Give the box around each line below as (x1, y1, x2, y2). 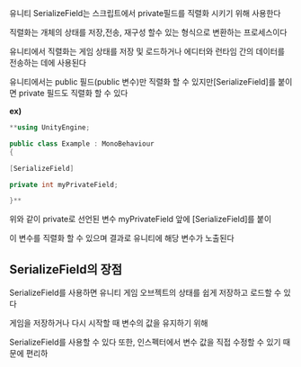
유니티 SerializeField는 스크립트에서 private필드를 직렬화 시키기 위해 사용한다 (9, 8, 281, 18)
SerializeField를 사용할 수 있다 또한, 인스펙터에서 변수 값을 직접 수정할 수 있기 (9, 336, 281, 348)
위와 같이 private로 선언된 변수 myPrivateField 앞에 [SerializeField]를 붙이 (9, 214, 272, 225)
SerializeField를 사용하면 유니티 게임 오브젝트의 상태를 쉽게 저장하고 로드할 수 (9, 287, 282, 299)
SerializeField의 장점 (9, 262, 123, 277)
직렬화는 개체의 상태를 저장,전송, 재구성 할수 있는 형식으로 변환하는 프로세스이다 (9, 27, 288, 38)
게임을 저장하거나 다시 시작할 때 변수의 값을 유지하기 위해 (9, 318, 208, 328)
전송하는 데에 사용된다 (9, 58, 87, 67)
